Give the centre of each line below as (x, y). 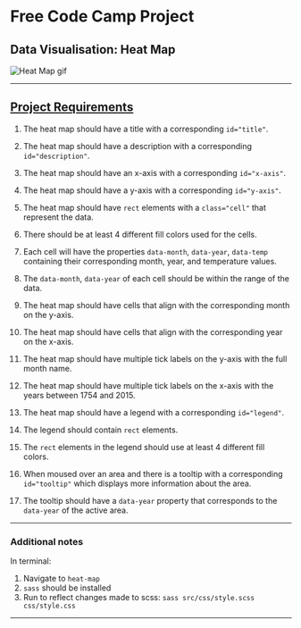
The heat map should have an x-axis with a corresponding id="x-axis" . (155, 172)
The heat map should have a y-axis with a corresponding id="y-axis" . (152, 190)
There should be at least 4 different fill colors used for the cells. (140, 234)
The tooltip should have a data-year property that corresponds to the (150, 500)
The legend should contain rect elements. (100, 430)
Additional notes (47, 541)
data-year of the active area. (75, 510)
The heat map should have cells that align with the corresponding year (153, 331)
